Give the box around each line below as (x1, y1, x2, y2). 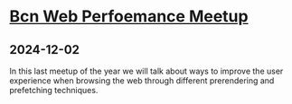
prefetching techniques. (9, 85, 99, 95)
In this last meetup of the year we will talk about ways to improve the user (9, 65, 284, 76)
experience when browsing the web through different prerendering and (9, 75, 275, 86)
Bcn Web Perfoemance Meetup (9, 6, 249, 27)
